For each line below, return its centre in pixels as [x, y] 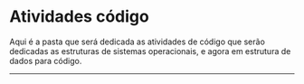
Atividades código [79, 17]
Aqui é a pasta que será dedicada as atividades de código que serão [137, 42]
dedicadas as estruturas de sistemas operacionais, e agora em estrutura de [150, 51]
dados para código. [46, 61]
